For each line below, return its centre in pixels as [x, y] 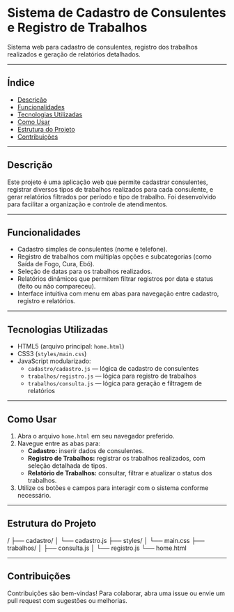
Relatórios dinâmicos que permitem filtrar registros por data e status [115, 279]
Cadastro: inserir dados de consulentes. [86, 451]
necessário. [34, 495]
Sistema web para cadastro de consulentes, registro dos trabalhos [103, 47]
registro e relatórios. [46, 301]
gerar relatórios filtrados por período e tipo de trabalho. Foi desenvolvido [112, 197]
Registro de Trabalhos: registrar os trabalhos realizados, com [116, 458]
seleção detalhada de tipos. [68, 466]
